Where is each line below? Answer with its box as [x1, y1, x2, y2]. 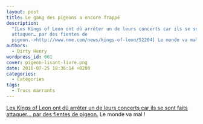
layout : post [6, 8, 39, 15]
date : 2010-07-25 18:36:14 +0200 [6, 65, 91, 71]
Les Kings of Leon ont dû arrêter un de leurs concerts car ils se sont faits [6, 104, 188, 111]
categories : [6, 71, 36, 77]
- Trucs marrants [11, 88, 56, 94]
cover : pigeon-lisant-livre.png [6, 59, 88, 65]
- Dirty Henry [11, 48, 47, 54]
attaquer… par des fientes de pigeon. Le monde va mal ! [6, 110, 146, 118]
